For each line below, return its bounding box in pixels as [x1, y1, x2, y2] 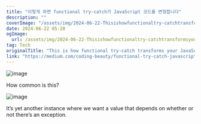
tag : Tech [6, 43, 31, 49]
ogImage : [6, 31, 28, 37]
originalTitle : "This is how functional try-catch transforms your [6, 48, 178, 54]
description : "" [6, 14, 47, 20]
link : [6, 53, 20, 59]
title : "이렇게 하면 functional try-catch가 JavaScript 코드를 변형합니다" [6, 8, 182, 15]
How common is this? [6, 81, 59, 89]
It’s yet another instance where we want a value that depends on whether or [6, 104, 194, 111]
